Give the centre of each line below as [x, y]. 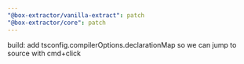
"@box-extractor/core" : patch [57, 23]
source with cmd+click [44, 53]
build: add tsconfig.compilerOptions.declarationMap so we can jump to [122, 44]
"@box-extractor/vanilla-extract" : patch [76, 15]
